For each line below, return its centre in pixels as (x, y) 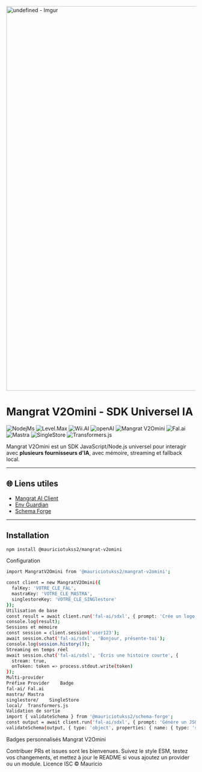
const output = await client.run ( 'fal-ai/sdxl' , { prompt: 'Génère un (96, 722)
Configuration (23, 561)
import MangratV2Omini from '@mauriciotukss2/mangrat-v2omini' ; (88, 572)
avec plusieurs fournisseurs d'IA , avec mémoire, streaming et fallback (94, 452)
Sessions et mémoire (32, 627)
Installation (28, 536)
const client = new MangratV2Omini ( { (54, 583)
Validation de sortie (33, 711)
